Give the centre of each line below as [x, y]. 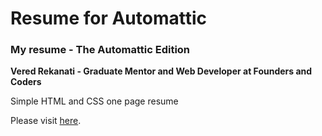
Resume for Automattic [109, 18]
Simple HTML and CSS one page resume [94, 101]
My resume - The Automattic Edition [100, 50]
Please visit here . [46, 121]
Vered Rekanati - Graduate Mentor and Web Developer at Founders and [161, 71]
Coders [26, 82]
